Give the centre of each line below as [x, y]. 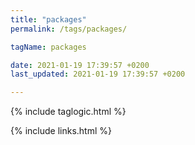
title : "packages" [48, 19]
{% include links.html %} [61, 131]
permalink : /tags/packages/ [69, 29]
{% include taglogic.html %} [68, 112]
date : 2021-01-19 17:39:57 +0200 [80, 65]
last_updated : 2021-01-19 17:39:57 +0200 [98, 74]
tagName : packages [48, 47]
